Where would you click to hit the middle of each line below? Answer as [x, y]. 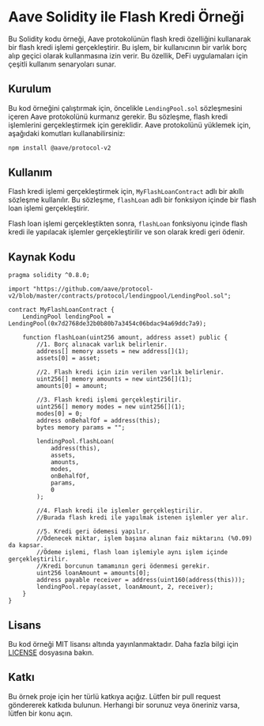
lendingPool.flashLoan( [75, 442]
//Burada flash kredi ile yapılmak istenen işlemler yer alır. [143, 518]
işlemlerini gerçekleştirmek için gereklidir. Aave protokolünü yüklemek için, [130, 125]
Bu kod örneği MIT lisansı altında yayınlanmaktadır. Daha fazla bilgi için [123, 644]
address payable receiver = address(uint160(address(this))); [141, 580]
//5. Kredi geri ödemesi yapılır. [93, 532]
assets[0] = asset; [69, 359]
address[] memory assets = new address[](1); [113, 352]
